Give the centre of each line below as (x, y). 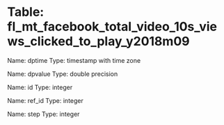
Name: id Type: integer (40, 87)
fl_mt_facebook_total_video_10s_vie (112, 27)
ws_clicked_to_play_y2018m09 (98, 41)
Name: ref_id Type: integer (45, 100)
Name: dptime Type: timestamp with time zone (74, 60)
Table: (26, 12)
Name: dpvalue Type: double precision (63, 74)
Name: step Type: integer (43, 114)
